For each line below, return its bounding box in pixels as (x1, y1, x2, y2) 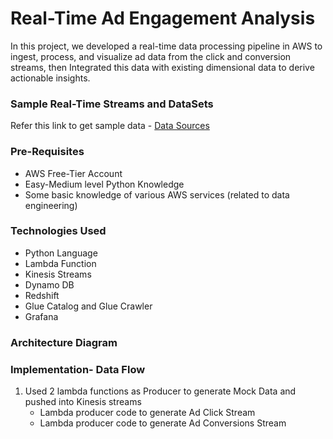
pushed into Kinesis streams (24, 396, 142, 408)
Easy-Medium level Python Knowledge (24, 178, 185, 190)
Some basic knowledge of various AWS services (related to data (24, 188, 290, 201)
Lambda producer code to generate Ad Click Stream (39, 407, 256, 419)
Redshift (24, 289, 60, 301)
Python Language (24, 247, 98, 259)
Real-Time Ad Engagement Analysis (10, 7, 316, 30)
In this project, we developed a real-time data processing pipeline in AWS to (10, 40, 323, 52)
